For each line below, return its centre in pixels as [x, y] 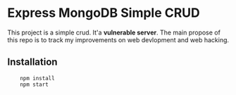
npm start [35, 84]
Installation [32, 62]
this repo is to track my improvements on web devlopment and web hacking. [118, 39]
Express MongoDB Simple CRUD [104, 13]
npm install [37, 78]
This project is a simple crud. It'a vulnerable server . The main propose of [114, 32]
